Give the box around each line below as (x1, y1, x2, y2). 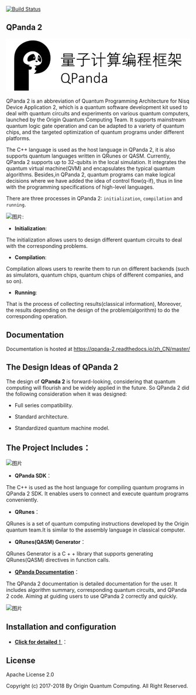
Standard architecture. (14, 413, 69, 420)
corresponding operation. (6, 313, 68, 320)
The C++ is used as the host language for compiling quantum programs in (6, 483, 184, 490)
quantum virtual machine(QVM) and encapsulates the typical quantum (6, 165, 176, 172)
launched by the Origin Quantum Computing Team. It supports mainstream (6, 116, 186, 123)
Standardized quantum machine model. (14, 424, 110, 431)
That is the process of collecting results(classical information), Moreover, (6, 301, 183, 308)
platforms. (6, 135, 31, 142)
